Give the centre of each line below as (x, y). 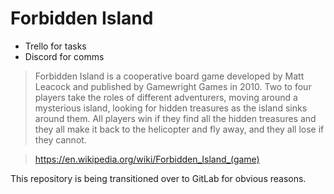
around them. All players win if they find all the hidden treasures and (175, 118)
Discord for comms (64, 56)
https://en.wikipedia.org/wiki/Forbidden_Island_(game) (147, 159)
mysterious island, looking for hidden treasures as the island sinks (171, 108)
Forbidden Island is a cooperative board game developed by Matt (169, 76)
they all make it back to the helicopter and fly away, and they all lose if (179, 129)
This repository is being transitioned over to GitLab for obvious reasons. (158, 178)
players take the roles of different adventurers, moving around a (166, 97)
